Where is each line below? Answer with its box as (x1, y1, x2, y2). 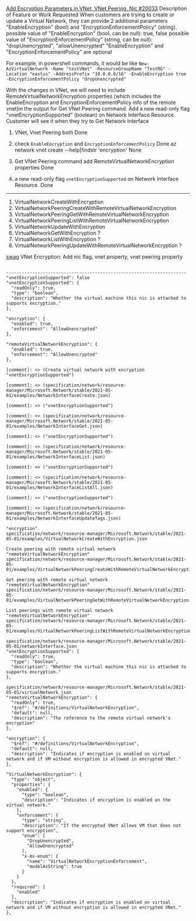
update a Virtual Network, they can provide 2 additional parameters (6, 18, 168, 24)
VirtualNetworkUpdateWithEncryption (14, 224, 106, 230)
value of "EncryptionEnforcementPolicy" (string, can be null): (6, 36, 153, 43)
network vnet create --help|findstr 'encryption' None (14, 146, 142, 153)
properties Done (14, 164, 54, 171)
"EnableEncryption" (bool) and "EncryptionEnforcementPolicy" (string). (6, 23, 177, 30)
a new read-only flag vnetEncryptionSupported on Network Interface (14, 176, 179, 182)
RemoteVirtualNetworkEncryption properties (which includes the (6, 93, 162, 99)
